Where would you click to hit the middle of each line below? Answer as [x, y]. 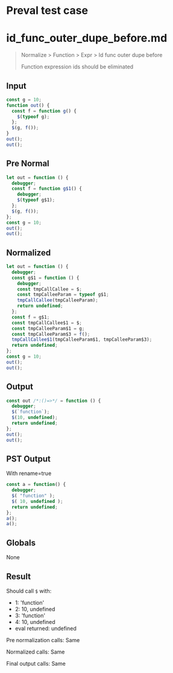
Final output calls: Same [36, 663]
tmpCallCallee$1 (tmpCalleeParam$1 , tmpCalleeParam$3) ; [82, 340]
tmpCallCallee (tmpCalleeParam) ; [58, 300]
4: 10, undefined [35, 622]
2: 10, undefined [35, 609]
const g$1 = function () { [46, 278]
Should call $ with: [29, 591]
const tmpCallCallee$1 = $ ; [47, 323]
